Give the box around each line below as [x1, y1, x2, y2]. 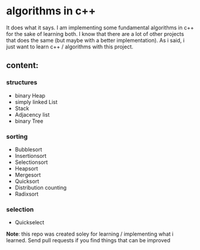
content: [6, 60, 39, 71]
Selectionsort [14, 158, 48, 166]
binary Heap [14, 92, 46, 99]
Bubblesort [14, 145, 42, 153]
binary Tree [14, 117, 44, 124]
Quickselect [14, 219, 45, 226]
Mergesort [14, 171, 41, 178]
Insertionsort [14, 152, 47, 159]
